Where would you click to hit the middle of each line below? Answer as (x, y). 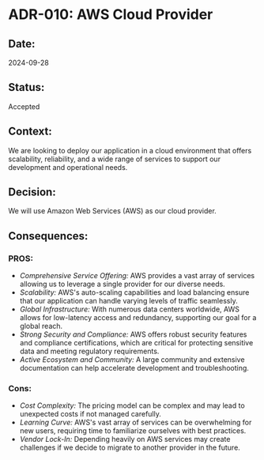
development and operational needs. (68, 167)
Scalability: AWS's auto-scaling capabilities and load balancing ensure (134, 292)
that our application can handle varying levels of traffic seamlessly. (129, 301)
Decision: (32, 192)
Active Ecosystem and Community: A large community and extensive (132, 360)
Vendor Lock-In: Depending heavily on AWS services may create (125, 439)
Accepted (24, 106)
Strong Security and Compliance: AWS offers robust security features (133, 334)
